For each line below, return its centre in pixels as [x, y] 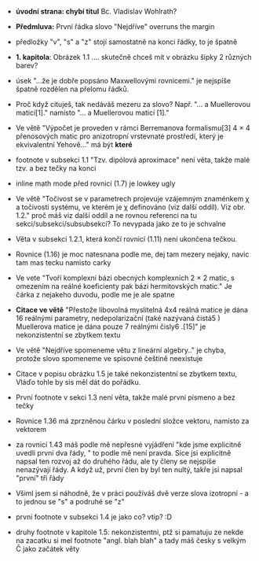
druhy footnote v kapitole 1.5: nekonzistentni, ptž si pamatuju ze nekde [129, 532]
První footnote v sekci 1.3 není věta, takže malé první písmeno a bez [125, 397]
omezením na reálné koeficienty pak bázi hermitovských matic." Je [124, 286]
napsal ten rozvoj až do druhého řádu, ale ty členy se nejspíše [116, 461]
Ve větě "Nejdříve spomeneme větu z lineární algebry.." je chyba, [120, 350]
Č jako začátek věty [47, 549]
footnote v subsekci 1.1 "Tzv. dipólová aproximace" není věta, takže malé [133, 160]
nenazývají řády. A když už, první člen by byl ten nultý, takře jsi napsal [129, 470]
